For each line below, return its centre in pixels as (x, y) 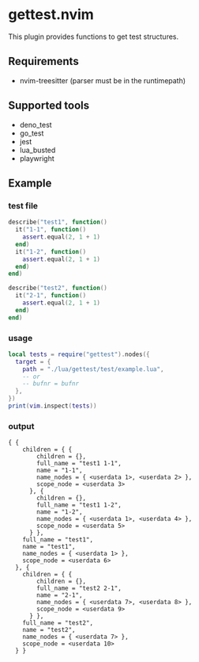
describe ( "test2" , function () (58, 288)
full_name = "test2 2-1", (79, 588)
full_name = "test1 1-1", (79, 464)
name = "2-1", (60, 595)
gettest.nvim (51, 15)
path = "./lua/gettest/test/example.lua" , (93, 369)
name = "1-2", (60, 512)
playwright (37, 158)
